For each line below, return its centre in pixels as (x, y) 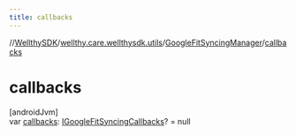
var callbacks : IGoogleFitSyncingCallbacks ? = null (100, 121)
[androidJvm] (34, 112)
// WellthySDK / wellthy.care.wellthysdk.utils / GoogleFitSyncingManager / (137, 42)
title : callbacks (41, 17)
